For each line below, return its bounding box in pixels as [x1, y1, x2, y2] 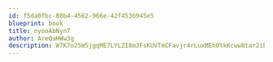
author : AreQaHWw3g [8, 34, 75, 43]
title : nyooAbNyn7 [8, 27, 71, 35]
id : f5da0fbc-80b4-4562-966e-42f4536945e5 [8, 11, 154, 20]
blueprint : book [8, 19, 63, 27]
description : [8, 42, 53, 50]
